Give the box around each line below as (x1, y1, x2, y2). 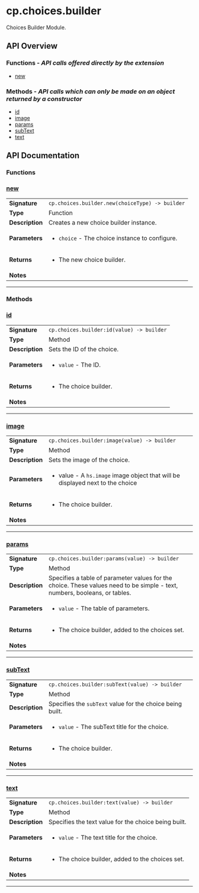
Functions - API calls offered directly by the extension (6, 59, 165, 67)
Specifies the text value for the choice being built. (48, 818, 187, 826)
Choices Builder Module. (6, 24, 66, 31)
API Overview (6, 41, 58, 51)
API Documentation (6, 150, 80, 161)
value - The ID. (58, 361, 101, 369)
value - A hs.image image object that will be (58, 471, 181, 479)
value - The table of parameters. (58, 604, 150, 613)
